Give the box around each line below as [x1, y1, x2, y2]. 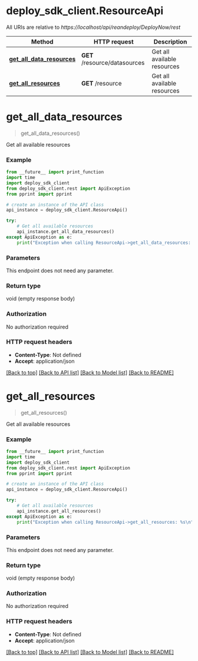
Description [153, 37, 187, 45]
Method [31, 37, 54, 45]
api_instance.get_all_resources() [16, 508, 101, 514]
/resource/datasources [81, 58, 145, 67]
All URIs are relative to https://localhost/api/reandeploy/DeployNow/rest [6, 24, 181, 31]
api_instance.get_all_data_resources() [16, 229, 115, 235]
